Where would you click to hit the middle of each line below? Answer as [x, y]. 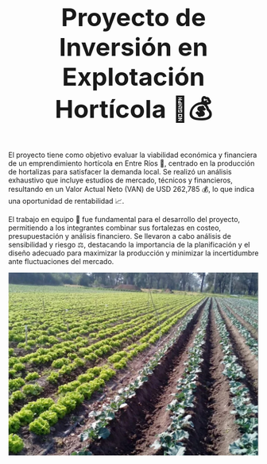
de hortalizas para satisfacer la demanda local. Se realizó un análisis [120, 171]
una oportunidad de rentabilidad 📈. [66, 201]
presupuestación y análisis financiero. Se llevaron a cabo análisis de [120, 236]
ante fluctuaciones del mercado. [61, 261]
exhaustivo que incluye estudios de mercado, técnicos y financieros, [120, 180]
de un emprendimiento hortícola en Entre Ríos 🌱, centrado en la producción [132, 163]
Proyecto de [133, 17]
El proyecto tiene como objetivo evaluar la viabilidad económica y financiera [133, 155]
